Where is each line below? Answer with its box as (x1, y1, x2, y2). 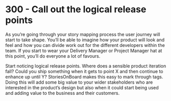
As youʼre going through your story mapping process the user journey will (5, 31, 160, 37)
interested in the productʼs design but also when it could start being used (5, 84, 159, 90)
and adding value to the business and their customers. (5, 90, 120, 96)
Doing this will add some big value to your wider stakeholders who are (5, 79, 153, 85)
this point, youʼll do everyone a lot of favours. (5, 53, 101, 59)
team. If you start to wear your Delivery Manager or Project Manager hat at (5, 47, 162, 54)
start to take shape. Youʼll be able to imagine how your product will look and (5, 37, 165, 43)
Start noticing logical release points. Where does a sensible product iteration (5, 63, 166, 69)
